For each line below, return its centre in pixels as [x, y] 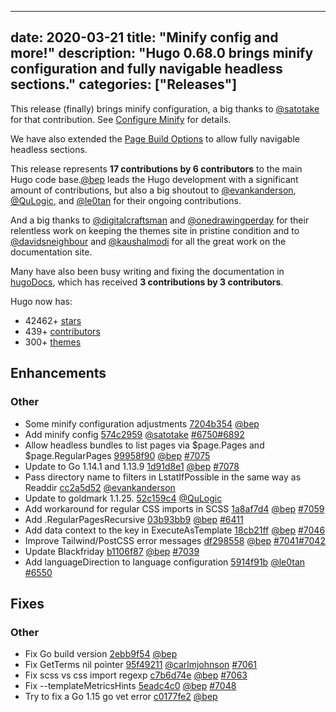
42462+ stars [53, 320]
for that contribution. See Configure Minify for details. [121, 119]
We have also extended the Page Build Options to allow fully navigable [155, 138]
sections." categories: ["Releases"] [124, 84]
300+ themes [53, 342]
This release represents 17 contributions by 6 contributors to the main [156, 168]
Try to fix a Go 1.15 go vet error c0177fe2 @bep [121, 697]
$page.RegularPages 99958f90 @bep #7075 [117, 455]
